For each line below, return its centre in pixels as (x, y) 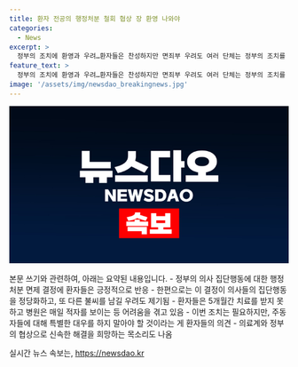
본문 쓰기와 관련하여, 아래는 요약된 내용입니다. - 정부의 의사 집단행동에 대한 (139, 279)
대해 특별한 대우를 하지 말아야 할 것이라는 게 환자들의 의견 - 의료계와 (150, 323)
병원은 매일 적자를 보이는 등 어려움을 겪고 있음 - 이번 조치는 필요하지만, (148, 312)
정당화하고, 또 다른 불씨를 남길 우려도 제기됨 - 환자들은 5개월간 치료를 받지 (146, 301)
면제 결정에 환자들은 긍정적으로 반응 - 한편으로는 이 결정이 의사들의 (141, 290)
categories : (31, 28)
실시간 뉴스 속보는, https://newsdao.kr (77, 353)
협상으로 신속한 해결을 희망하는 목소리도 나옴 (95, 334)
